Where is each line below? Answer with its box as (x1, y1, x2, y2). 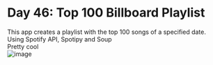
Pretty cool (7, 42, 39, 50)
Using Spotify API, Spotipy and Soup (7, 35, 113, 43)
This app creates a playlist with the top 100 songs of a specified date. (7, 28, 207, 36)
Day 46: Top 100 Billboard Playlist (7, 5, 205, 21)
